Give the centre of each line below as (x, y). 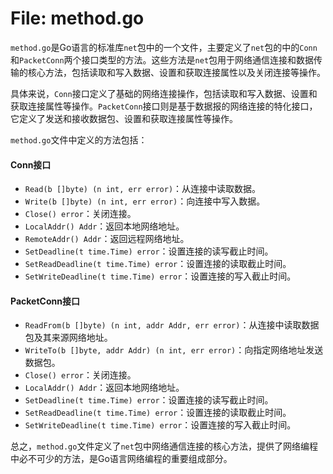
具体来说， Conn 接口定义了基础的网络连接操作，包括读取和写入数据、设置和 (164, 93)
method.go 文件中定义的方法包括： (79, 139)
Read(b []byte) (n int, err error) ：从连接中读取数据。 (143, 189)
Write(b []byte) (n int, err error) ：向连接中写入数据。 (145, 201)
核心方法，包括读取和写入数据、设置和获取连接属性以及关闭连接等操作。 (176, 72)
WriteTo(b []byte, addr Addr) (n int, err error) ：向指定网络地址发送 (174, 350)
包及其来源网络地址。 (68, 338)
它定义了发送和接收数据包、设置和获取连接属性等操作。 (124, 118)
